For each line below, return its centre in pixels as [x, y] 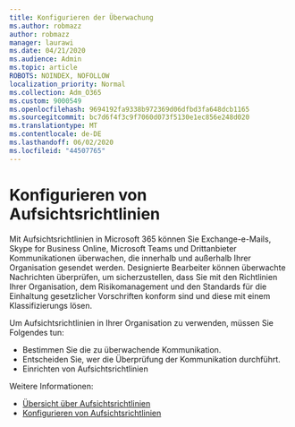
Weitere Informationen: [51, 386]
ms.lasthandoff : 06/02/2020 [62, 142]
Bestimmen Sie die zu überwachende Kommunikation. [122, 349]
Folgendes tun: [37, 332]
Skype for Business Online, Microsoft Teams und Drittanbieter [123, 248]
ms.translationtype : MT [54, 126]
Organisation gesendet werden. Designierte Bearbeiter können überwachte [147, 267]
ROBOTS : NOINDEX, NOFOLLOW [59, 76]
